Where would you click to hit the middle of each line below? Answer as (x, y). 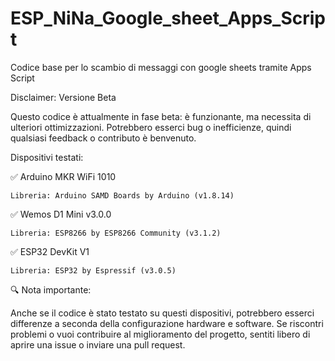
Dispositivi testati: (47, 157)
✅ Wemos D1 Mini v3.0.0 (61, 214)
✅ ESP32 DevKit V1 (50, 251)
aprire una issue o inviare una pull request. (98, 344)
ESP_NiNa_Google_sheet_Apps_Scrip (168, 18)
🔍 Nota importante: (51, 289)
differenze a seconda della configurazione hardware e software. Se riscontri (167, 323)
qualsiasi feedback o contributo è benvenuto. (103, 138)
